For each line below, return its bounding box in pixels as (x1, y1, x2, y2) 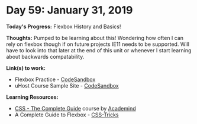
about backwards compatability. (6, 53, 85, 60)
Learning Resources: (6, 93, 59, 100)
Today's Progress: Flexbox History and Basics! (6, 23, 121, 30)
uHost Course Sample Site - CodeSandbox (14, 82, 120, 89)
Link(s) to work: (6, 64, 46, 71)
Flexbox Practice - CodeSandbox (14, 76, 96, 83)
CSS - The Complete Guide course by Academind (14, 105, 136, 112)
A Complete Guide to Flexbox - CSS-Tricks (14, 111, 119, 118)
